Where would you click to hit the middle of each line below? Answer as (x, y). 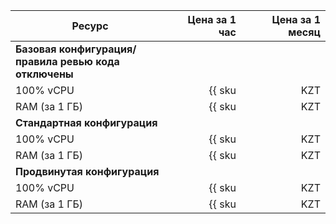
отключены (44, 74)
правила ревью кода (67, 61)
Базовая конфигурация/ (76, 49)
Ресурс (90, 26)
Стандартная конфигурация (86, 122)
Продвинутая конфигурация (87, 171)
